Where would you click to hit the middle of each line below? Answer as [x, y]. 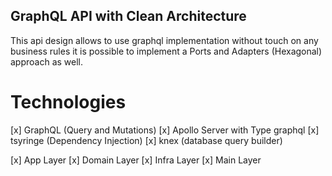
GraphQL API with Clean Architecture [128, 16]
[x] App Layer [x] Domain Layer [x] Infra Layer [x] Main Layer [136, 160]
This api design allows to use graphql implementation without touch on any [164, 40]
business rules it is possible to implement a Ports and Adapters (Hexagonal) [166, 51]
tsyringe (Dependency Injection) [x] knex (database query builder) [146, 140]
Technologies [68, 102]
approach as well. [47, 61]
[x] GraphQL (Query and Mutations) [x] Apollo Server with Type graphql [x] [165, 130]
